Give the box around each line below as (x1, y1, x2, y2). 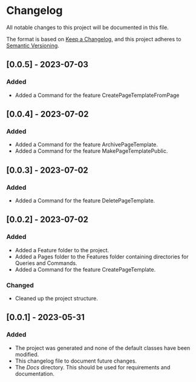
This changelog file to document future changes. (15, 357, 137, 364)
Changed (6, 281, 34, 289)
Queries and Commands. (15, 259, 77, 267)
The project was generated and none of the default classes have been (15, 344, 191, 352)
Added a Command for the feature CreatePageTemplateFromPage (15, 92, 180, 99)
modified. (15, 350, 39, 358)
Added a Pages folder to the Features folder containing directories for (15, 253, 189, 260)
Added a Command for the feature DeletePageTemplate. (15, 197, 155, 204)
